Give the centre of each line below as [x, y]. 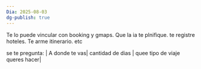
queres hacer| [24, 59]
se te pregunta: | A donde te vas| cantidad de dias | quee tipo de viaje [93, 53]
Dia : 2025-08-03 [27, 12]
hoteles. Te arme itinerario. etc [44, 41]
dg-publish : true [28, 18]
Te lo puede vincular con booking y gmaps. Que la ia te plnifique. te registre [101, 34]
